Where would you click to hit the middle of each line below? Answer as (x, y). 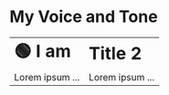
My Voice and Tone (84, 17)
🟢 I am (42, 50)
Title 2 (115, 54)
